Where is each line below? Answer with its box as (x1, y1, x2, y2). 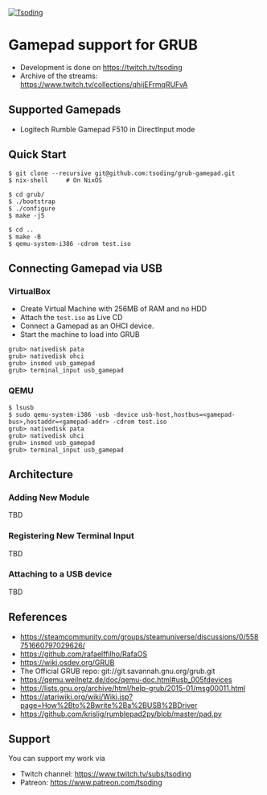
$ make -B (8, 232, 42, 241)
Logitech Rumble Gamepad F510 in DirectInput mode (19, 124, 195, 134)
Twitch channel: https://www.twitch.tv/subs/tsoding (19, 769, 191, 779)
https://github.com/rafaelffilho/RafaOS (19, 649, 147, 659)
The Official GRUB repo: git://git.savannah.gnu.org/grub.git (19, 666, 216, 676)
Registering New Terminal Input (8, 531, 134, 542)
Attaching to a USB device (8, 568, 113, 580)
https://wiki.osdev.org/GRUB (19, 657, 115, 667)
